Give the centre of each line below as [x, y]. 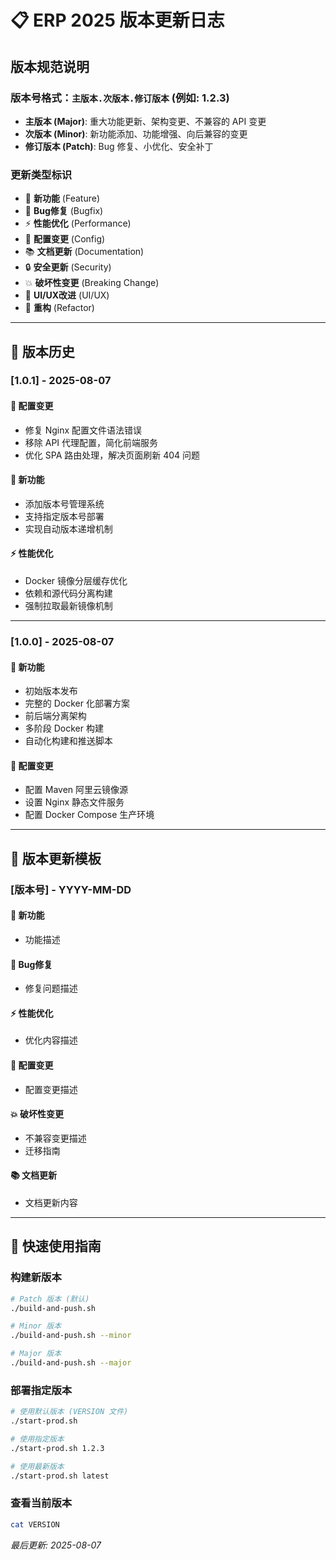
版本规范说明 [50, 66]
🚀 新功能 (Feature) [62, 198]
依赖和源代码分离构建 [68, 593]
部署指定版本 [41, 1390]
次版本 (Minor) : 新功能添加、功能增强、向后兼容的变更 [136, 133]
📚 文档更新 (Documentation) [84, 252]
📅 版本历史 [42, 351]
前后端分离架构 [55, 716]
